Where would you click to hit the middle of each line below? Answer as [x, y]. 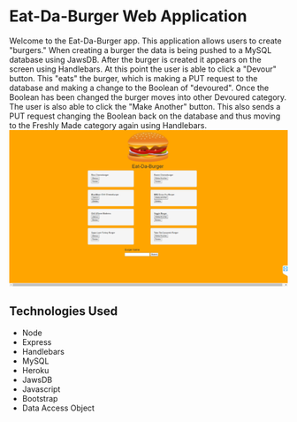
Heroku [35, 370]
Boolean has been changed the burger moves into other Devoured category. [148, 97]
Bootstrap [40, 398]
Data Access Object [58, 408]
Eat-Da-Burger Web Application [128, 16]
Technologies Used [63, 311]
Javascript [41, 389]
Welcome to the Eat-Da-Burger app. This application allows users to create [145, 41]
